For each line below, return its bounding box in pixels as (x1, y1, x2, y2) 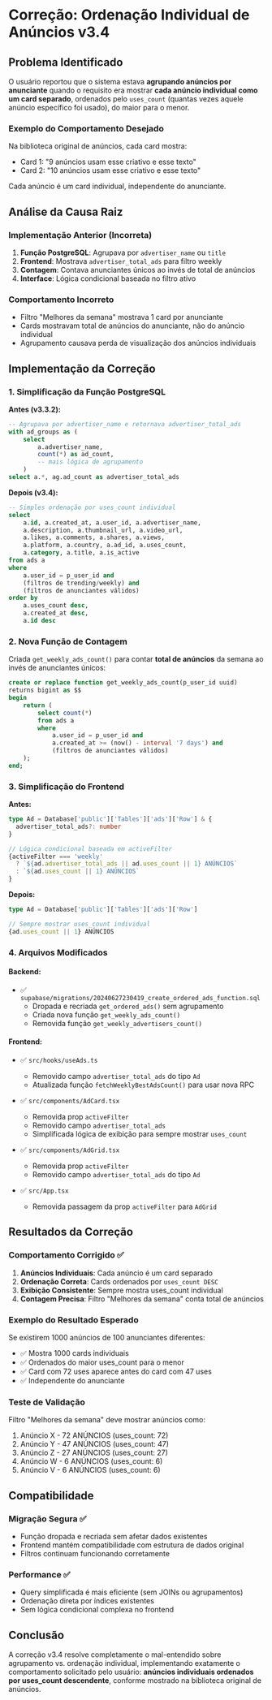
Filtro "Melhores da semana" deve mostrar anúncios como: (8, 1415, 205, 1425)
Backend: (8, 967, 41, 977)
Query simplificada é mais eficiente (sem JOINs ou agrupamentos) (19, 1587, 244, 1597)
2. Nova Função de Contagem (8, 636, 127, 647)
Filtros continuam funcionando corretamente (19, 1548, 171, 1558)
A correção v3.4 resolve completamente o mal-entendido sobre (8, 1650, 222, 1659)
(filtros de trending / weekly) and (23, 579, 140, 587)
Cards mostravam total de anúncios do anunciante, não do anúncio (19, 321, 245, 330)
